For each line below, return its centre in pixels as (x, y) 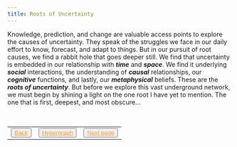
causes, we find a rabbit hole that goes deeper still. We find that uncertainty (118, 57)
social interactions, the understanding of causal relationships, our (105, 72)
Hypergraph (57, 132)
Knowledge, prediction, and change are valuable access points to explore (115, 34)
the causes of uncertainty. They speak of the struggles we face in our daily (117, 42)
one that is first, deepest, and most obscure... (74, 102)
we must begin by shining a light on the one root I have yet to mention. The (117, 94)
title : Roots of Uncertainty (51, 14)
